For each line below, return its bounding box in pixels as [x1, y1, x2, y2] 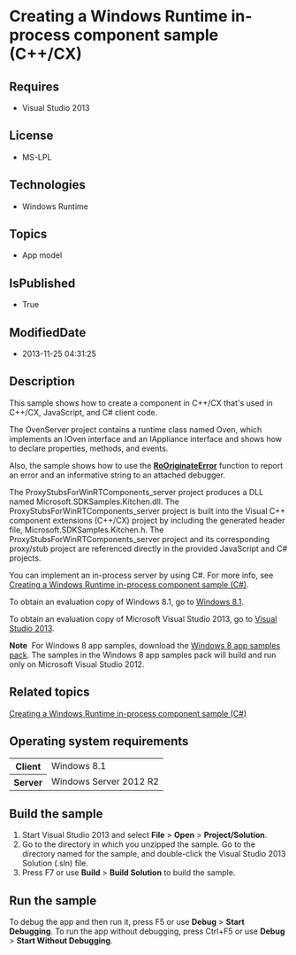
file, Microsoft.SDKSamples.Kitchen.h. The [9, 524, 164, 535]
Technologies [9, 177, 87, 192]
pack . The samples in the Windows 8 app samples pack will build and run [9, 649, 277, 660]
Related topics [9, 685, 90, 700]
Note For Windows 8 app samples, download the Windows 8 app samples [9, 640, 281, 650]
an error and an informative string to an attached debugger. [9, 470, 225, 480]
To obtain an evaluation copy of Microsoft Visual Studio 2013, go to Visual [9, 613, 277, 624]
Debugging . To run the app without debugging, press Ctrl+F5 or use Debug [9, 926, 285, 936]
